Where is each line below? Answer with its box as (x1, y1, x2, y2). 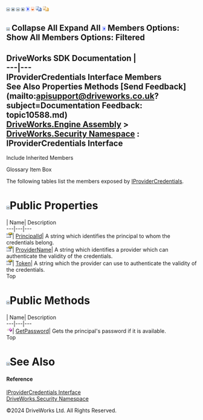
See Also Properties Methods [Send (6, 81, 144, 91)
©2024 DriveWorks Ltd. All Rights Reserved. (6, 407, 117, 414)
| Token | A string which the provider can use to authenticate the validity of (12, 260, 198, 267)
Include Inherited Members (6, 154, 74, 162)
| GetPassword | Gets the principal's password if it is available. (12, 327, 166, 335)
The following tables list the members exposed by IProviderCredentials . (6, 178, 184, 185)
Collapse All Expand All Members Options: (11, 23, 180, 33)
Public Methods (10, 294, 91, 307)
